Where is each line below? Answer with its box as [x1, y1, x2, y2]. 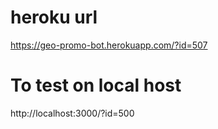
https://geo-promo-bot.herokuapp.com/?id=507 [10, 39, 208, 51]
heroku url [10, 6, 98, 29]
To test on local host [10, 74, 182, 97]
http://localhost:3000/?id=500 [10, 107, 135, 119]
